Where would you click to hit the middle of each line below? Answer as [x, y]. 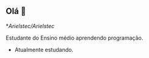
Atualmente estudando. [44, 49]
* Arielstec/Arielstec [30, 26]
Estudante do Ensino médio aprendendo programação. [74, 38]
